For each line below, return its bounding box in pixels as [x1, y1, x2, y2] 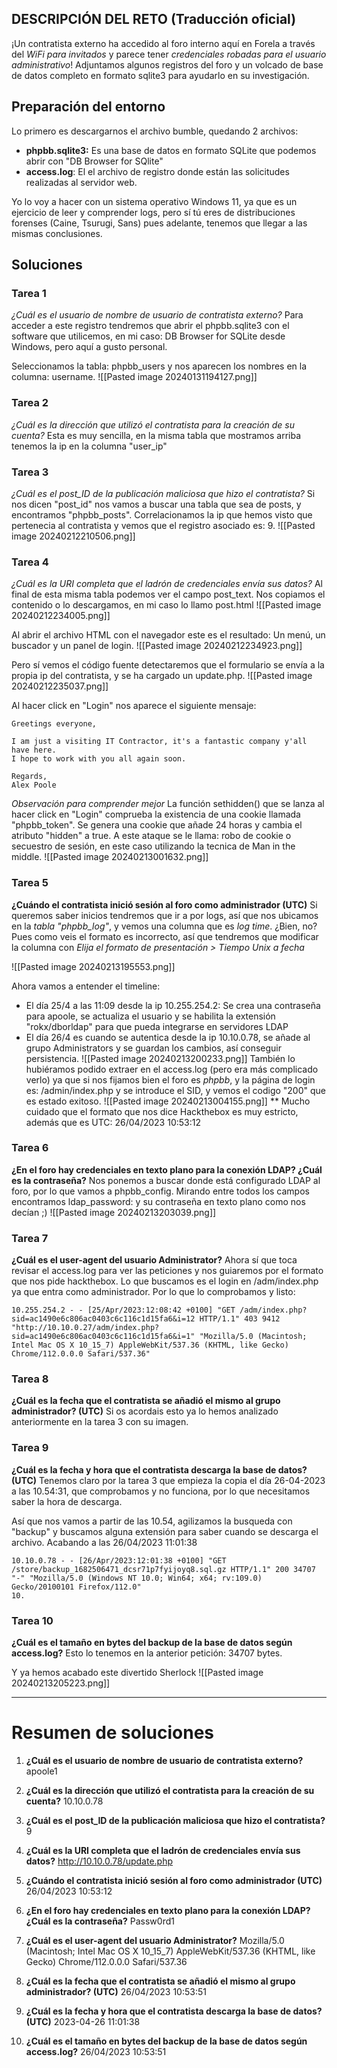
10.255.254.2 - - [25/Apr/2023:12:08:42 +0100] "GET [11, 1305, 236, 1316]
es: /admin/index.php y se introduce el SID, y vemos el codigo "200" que [25, 1084, 327, 1096]
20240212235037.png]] [11, 680, 109, 692]
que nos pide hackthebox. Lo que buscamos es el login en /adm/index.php [11, 1275, 319, 1287]
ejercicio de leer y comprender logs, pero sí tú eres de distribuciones [11, 206, 296, 218]
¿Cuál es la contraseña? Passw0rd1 [25, 1915, 175, 1927]
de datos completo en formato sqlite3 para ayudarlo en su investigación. [11, 69, 310, 81]
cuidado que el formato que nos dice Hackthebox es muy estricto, [25, 1105, 299, 1117]
